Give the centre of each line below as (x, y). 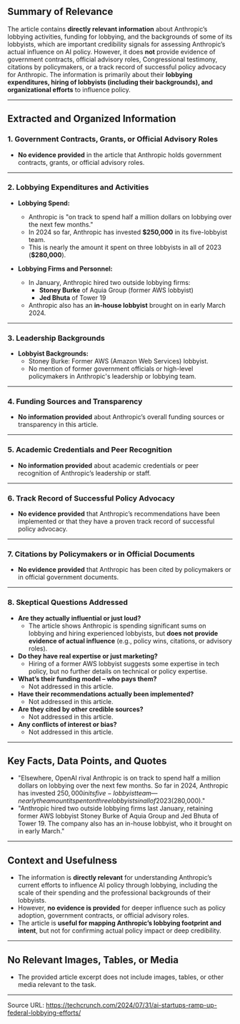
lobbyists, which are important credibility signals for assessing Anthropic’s (116, 44)
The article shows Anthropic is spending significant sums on (117, 626)
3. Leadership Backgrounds (56, 338)
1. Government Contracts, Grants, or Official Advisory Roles (113, 139)
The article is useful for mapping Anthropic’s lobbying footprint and (119, 923)
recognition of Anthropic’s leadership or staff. (84, 473)
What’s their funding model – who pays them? (87, 678)
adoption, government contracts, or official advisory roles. (103, 915)
